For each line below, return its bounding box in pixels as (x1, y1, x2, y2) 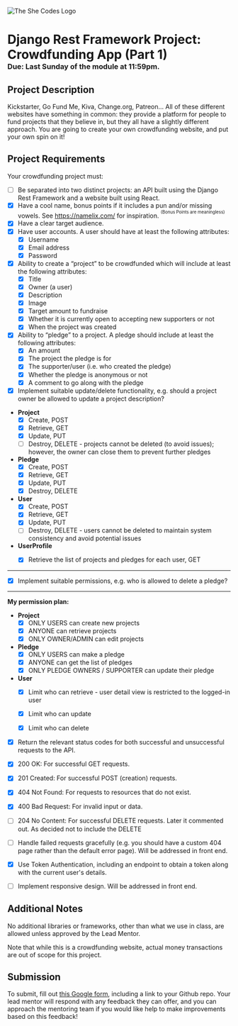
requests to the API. (17, 746, 76, 754)
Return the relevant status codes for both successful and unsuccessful (17, 738, 225, 747)
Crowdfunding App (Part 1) (7, 47, 168, 63)
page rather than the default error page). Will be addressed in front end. (17, 846, 228, 854)
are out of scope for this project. (7, 950, 102, 959)
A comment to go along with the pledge (28, 378, 144, 386)
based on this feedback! (7, 1013, 78, 1021)
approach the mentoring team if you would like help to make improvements (7, 1005, 226, 1013)
